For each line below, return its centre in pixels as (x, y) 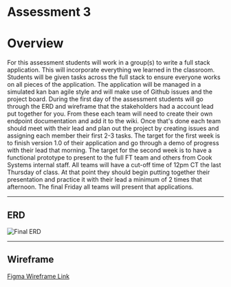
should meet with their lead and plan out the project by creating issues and (113, 129)
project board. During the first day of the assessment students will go (106, 99)
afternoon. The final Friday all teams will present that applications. (100, 187)
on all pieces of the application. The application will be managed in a (104, 85)
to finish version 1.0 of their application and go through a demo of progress (113, 143)
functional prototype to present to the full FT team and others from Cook (110, 158)
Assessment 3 (49, 12)
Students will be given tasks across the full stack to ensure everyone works (114, 77)
